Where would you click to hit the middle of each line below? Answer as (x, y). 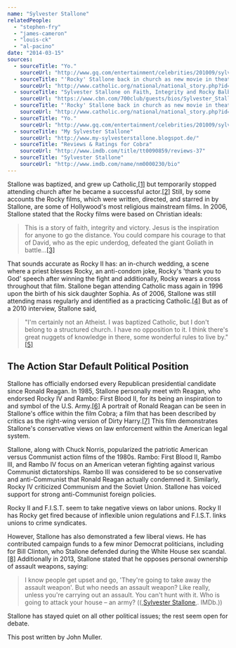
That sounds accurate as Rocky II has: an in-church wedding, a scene (108, 264)
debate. (18, 623)
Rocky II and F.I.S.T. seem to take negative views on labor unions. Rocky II (114, 507)
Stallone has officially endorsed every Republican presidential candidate (112, 383)
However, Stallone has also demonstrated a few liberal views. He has (107, 536)
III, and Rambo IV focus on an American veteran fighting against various (111, 464)
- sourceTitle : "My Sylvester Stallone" (73, 131)
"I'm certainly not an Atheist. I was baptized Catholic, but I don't (117, 322)
